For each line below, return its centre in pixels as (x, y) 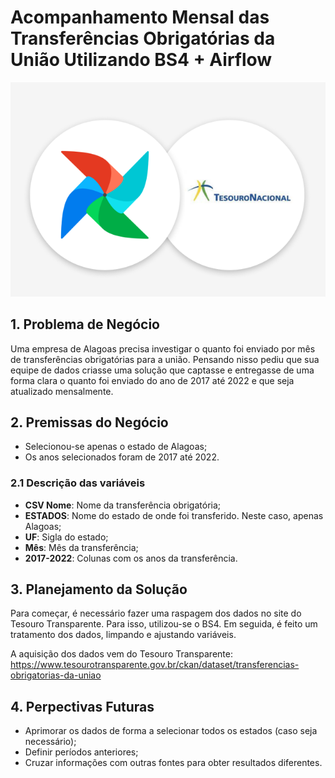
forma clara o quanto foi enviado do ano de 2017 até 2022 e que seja (152, 380)
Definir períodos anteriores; (81, 752)
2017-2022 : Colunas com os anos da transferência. (131, 558)
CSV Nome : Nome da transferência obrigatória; (123, 505)
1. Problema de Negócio (85, 324)
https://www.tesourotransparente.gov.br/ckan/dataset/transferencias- (155, 665)
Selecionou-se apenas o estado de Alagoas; (116, 447)
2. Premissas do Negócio (89, 422)
